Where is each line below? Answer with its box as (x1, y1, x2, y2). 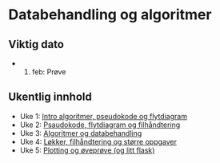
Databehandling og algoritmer (8, 6, 212, 24)
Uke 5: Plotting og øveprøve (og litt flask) (19, 145, 155, 155)
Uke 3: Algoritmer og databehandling (19, 128, 142, 137)
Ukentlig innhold (8, 90, 92, 104)
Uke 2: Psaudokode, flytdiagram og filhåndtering (19, 120, 181, 129)
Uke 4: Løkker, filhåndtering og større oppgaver (19, 137, 178, 146)
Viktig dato (8, 38, 64, 51)
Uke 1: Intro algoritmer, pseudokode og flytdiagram (19, 111, 188, 121)
